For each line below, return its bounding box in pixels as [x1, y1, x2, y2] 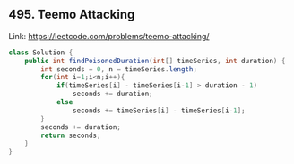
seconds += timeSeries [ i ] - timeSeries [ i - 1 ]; [72, 106, 246, 115]
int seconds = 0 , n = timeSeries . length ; [40, 64, 198, 74]
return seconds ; [40, 131, 101, 140]
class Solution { [8, 48, 73, 57]
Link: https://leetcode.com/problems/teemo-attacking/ [8, 30, 210, 41]
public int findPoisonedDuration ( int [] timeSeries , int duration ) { [24, 56, 286, 65]
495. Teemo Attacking [8, 7, 135, 22]
